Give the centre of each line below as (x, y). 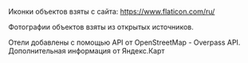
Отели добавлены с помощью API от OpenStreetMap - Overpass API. (124, 42)
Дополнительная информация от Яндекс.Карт (87, 51)
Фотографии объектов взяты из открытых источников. (101, 27)
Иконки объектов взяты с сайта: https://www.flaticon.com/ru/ (112, 12)
